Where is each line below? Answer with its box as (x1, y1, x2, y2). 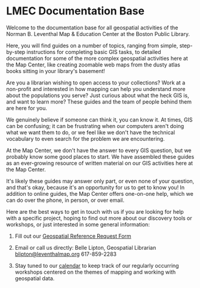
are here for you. (6, 104, 48, 111)
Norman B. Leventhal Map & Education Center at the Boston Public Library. (6, 30, 190, 37)
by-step (6, 48, 26, 55)
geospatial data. (14, 274, 55, 282)
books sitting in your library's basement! (6, 67, 106, 74)
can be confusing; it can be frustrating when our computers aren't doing (6, 122, 184, 129)
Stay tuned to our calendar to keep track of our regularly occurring (14, 262, 179, 269)
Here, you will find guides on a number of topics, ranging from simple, (6, 42, 179, 49)
